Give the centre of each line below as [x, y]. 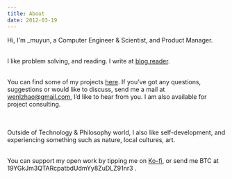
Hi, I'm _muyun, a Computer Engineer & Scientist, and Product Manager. [110, 40]
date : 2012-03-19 [32, 20]
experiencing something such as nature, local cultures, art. [91, 139]
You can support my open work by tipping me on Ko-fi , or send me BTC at [113, 160]
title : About [26, 14]
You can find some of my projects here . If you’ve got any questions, [104, 81]
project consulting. [34, 104]
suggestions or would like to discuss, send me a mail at [86, 89]
